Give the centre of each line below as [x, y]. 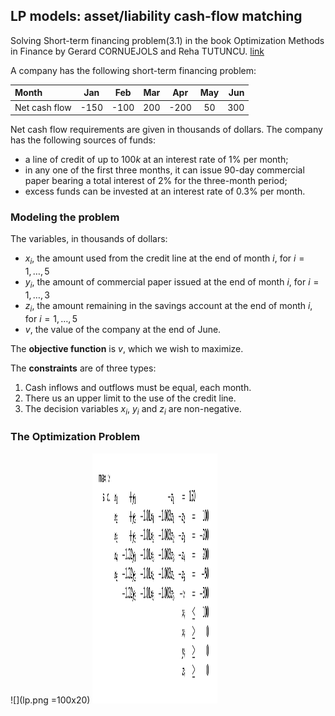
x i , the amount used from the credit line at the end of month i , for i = [164, 259]
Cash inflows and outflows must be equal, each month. [138, 387]
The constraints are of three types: [83, 368]
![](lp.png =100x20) [50, 700]
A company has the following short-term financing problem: [133, 70]
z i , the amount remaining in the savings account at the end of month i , [168, 306]
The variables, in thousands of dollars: [89, 239]
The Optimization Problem [75, 437]
